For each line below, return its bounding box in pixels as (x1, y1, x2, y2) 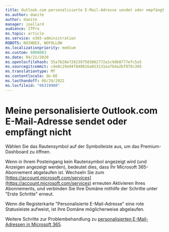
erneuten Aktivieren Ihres (92, 180, 146, 186)
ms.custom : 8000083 (5, 50, 47, 55)
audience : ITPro (5, 26, 40, 31)
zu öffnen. (29, 148, 51, 155)
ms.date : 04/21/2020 (5, 54, 49, 60)
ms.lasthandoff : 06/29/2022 (5, 78, 65, 83)
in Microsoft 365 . (26, 221, 62, 227)
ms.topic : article (5, 31, 44, 36)
